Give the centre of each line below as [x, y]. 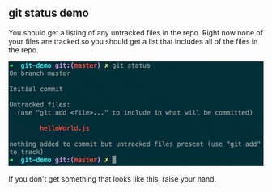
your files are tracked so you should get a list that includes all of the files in [133, 41]
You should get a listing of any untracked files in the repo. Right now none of [136, 32]
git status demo [49, 13]
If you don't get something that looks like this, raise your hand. [113, 179]
